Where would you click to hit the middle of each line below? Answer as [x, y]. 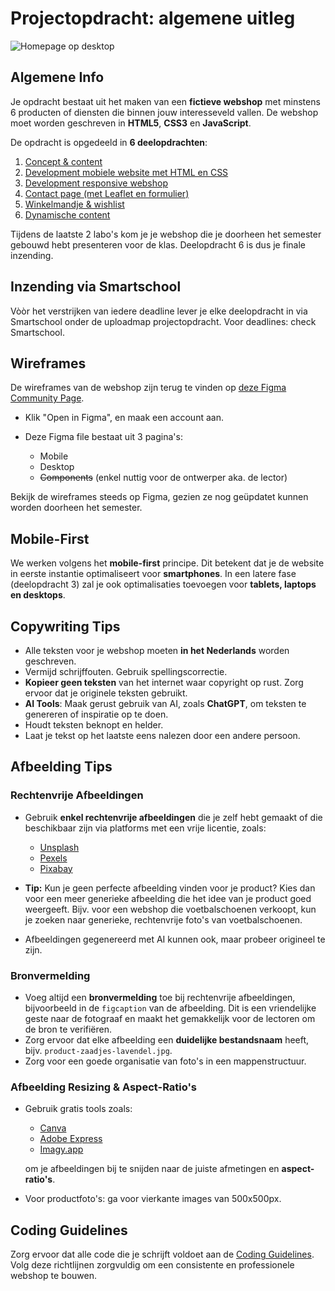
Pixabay [56, 868]
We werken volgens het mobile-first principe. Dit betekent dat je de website [167, 563]
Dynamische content [67, 214]
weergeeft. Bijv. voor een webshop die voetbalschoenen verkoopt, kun [170, 909]
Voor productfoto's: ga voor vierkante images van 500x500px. [153, 1199]
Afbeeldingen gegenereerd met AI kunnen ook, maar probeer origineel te [175, 939]
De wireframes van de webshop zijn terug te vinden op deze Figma [148, 388]
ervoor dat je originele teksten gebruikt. [106, 693]
